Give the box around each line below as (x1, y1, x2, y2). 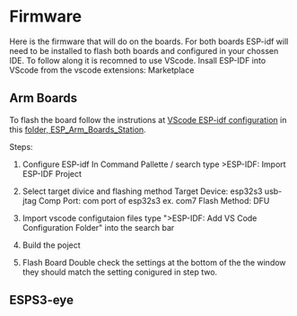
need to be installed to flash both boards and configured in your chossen (9, 45, 279, 56)
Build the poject (22, 240, 81, 250)
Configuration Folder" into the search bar (22, 222, 175, 233)
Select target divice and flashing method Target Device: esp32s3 (22, 186, 263, 197)
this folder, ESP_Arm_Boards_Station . (9, 124, 146, 135)
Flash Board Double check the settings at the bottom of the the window (22, 257, 286, 268)
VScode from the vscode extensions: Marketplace (9, 65, 195, 75)
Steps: (9, 141, 33, 152)
